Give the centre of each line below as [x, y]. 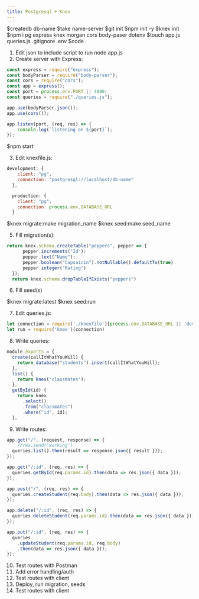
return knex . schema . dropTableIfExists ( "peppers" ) [74, 279]
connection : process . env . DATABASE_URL [65, 207]
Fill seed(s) [29, 290]
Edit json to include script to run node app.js [69, 52]
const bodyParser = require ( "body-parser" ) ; [62, 75]
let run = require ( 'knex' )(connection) [56, 330]
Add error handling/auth [45, 572]
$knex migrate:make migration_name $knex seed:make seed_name [89, 224]
